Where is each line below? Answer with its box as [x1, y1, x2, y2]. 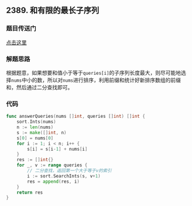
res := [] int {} [16, 157, 54, 163]
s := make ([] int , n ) [16, 130, 67, 135]
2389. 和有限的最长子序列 [6, 5, 100, 16]
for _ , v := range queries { [16, 162, 88, 168]
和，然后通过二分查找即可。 [6, 83, 73, 90]
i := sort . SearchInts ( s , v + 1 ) [27, 173, 101, 179]
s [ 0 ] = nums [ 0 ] [16, 135, 54, 141]
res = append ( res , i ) [27, 179, 80, 184]
